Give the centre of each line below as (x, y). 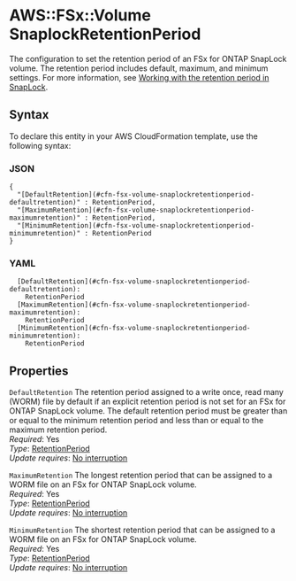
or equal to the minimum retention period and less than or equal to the (137, 421)
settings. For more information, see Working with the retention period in (139, 77)
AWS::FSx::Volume (80, 15)
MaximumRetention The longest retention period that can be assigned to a (141, 476)
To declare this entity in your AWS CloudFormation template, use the (133, 136)
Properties (39, 371)
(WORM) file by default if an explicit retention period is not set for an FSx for (148, 402)
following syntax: (40, 145)
